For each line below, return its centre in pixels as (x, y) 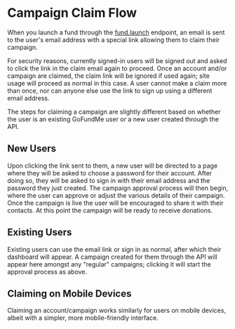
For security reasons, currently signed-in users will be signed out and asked (117, 60)
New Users (32, 149)
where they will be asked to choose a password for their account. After (110, 173)
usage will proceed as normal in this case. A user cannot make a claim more (117, 83)
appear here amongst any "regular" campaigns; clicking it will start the (109, 264)
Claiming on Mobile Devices (69, 294)
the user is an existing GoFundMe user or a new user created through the (113, 119)
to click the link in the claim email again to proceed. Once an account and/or (117, 68)
